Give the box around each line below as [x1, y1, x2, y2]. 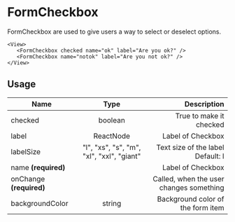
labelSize [10, 146, 41, 156]
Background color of [157, 194, 225, 204]
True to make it [175, 111, 225, 120]
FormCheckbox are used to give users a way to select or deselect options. [7, 27, 222, 36]
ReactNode [93, 131, 131, 141]
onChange [10, 174, 45, 183]
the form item [180, 202, 225, 212]
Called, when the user [152, 174, 225, 183]
